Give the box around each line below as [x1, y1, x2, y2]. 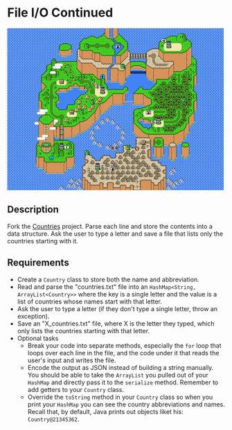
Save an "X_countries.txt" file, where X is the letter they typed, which [17, 319, 215, 328]
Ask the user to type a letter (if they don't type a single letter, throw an [17, 304, 218, 312]
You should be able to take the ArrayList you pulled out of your [27, 371, 209, 379]
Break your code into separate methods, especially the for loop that [27, 341, 222, 350]
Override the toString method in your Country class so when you [27, 393, 213, 401]
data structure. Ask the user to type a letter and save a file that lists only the [7, 230, 224, 238]
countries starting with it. [7, 236, 78, 245]
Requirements [7, 257, 69, 269]
